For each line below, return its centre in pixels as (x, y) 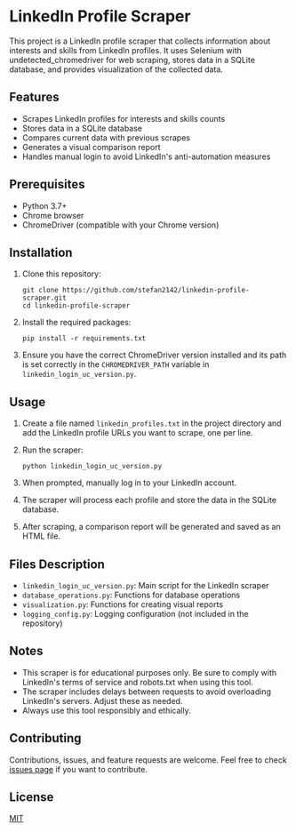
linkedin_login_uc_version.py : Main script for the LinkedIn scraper (145, 585)
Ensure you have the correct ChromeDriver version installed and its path (154, 355)
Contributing (45, 738)
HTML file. (41, 536)
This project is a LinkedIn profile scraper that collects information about (140, 41)
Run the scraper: (52, 450)
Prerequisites (47, 184)
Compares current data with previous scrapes (106, 137)
